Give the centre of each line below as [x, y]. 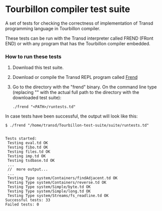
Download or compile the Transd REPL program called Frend [75, 77]
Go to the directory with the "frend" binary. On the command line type [85, 87]
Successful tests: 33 [28, 200]
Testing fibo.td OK [28, 147]
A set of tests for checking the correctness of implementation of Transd [79, 23]
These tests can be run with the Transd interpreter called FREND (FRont [79, 38]
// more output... [28, 169]
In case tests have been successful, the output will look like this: [71, 116]
